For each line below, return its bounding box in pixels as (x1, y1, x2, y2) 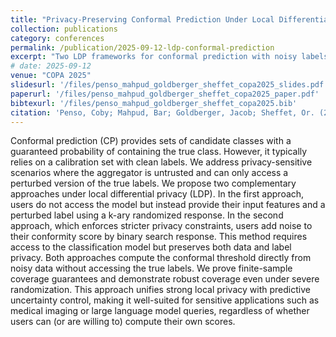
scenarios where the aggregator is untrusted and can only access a (10, 167, 289, 179)
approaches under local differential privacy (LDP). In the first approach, (10, 188, 305, 200)
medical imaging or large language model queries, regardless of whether (10, 305, 310, 317)
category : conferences (10, 33, 105, 43)
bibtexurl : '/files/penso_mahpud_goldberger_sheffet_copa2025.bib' (10, 98, 298, 108)
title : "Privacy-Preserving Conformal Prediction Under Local (10, 14, 275, 25)
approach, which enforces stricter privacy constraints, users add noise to (10, 220, 313, 232)
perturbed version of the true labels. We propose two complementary (10, 177, 297, 190)
